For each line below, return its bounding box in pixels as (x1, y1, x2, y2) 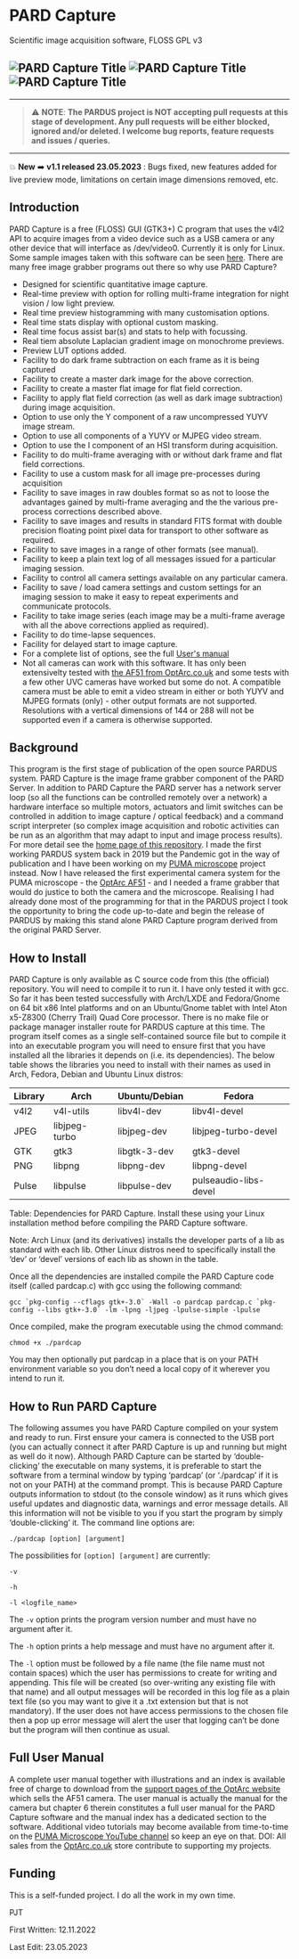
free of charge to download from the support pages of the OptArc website (9, 1783, 281, 1794)
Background (9, 740, 78, 755)
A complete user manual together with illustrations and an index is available (9, 1774, 286, 1784)
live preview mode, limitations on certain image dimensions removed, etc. (9, 174, 279, 184)
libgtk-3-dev (117, 1145, 174, 1158)
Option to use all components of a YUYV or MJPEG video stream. (21, 430, 262, 441)
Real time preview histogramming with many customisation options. (21, 307, 270, 317)
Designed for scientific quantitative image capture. (21, 278, 208, 290)
